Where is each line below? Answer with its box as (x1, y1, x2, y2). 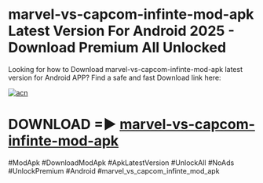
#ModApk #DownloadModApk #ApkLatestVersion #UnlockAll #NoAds (8, 158, 235, 167)
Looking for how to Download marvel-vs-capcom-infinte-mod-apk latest (8, 64, 243, 74)
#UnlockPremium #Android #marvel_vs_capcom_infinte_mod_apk (8, 166, 220, 175)
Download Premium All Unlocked (8, 39, 226, 56)
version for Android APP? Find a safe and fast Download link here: (8, 73, 221, 82)
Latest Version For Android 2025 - (8, 22, 235, 40)
